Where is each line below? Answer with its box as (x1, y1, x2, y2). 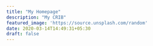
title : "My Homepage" (6, 8, 61, 15)
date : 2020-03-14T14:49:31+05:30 (6, 25, 91, 32)
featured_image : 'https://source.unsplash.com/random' (6, 20, 148, 26)
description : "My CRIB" (6, 14, 67, 20)
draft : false (6, 31, 39, 37)
